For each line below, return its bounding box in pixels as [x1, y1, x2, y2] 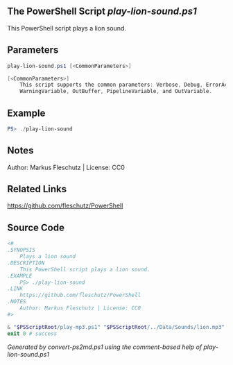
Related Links [7, 183, 67, 195]
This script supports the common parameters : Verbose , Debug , [19, 81, 203, 89]
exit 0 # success [7, 330, 58, 337]
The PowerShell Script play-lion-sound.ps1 [7, 6, 198, 17]
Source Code [7, 221, 64, 233]
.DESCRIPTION [7, 260, 45, 266]
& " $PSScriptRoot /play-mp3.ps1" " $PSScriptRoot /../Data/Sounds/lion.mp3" [7, 323, 225, 330]
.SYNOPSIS [7, 246, 36, 254]
